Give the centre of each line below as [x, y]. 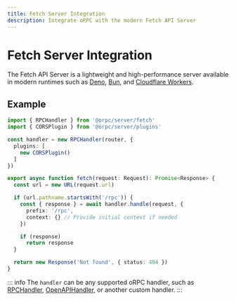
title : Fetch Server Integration [56, 14]
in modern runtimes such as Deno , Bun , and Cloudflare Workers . [101, 82]
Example [27, 104]
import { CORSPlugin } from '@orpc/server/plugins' [84, 127]
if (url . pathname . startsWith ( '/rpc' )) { [73, 198]
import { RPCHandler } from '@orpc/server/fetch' [81, 120]
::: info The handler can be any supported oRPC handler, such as [101, 282]
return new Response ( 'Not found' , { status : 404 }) [91, 262]
